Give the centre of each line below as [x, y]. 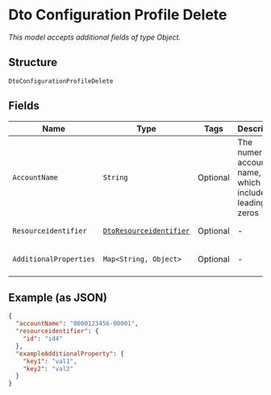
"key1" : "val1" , [50, 361]
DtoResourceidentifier [146, 231]
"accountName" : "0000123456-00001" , [77, 324]
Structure [33, 62]
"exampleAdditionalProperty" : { [70, 353]
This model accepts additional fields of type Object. [95, 37]
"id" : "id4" [43, 339]
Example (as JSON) [58, 297]
